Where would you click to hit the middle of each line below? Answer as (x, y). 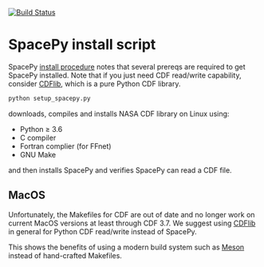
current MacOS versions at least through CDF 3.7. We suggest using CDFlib (132, 223)
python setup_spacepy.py (49, 98)
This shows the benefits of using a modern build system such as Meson (126, 247)
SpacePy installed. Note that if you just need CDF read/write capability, (125, 75)
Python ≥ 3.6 (41, 129)
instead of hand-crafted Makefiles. (65, 255)
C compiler (38, 137)
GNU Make (38, 154)
